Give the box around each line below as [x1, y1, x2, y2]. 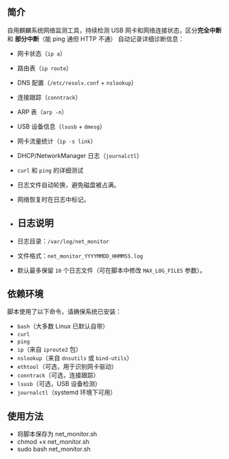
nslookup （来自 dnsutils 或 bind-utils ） [17, 354, 133, 362]
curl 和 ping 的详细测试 [17, 166, 84, 174]
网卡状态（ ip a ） [17, 49, 67, 57]
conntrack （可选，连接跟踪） [17, 371, 100, 379]
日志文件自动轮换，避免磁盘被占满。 [17, 181, 120, 189]
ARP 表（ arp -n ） [17, 107, 68, 115]
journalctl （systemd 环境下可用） [17, 388, 117, 396]
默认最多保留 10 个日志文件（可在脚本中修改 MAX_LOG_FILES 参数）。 [17, 266, 206, 274]
